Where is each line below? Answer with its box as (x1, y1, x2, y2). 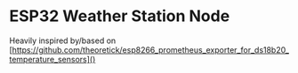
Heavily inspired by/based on (9, 35, 117, 46)
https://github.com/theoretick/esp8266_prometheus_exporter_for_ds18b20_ (12, 44, 289, 55)
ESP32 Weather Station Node (9, 6, 230, 26)
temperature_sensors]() (9, 54, 96, 64)
